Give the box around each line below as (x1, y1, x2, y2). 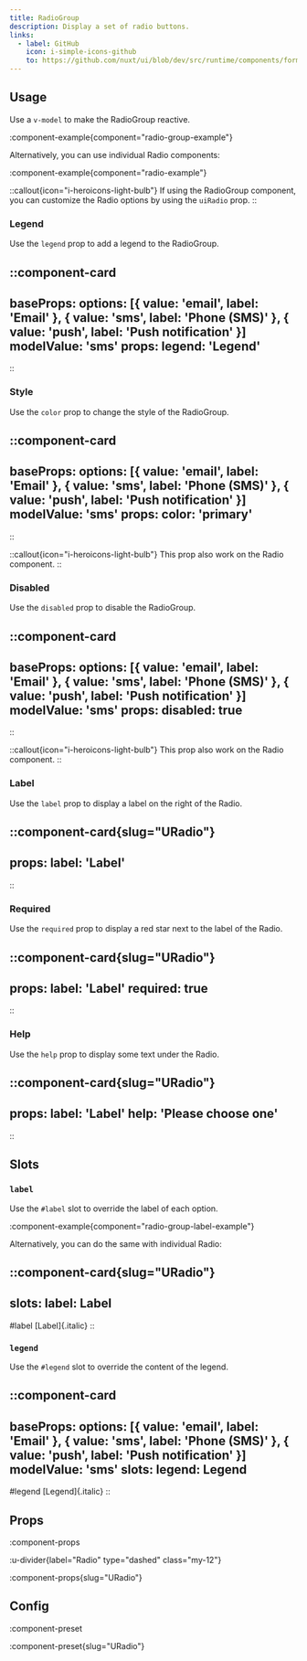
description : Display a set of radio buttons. (9, 22, 190, 31)
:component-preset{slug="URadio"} (9, 1640, 145, 1651)
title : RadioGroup (9, 13, 79, 23)
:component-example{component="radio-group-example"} (9, 132, 233, 143)
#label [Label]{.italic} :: (9, 1320, 95, 1331)
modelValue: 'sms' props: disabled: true (9, 702, 243, 718)
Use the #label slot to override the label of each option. (9, 1203, 218, 1214)
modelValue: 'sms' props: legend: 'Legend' (9, 338, 261, 354)
